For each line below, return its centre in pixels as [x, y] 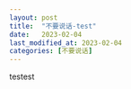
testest [22, 76]
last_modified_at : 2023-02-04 [66, 43]
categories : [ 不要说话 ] [51, 51]
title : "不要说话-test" [53, 26]
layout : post [34, 18]
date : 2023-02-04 [46, 34]
